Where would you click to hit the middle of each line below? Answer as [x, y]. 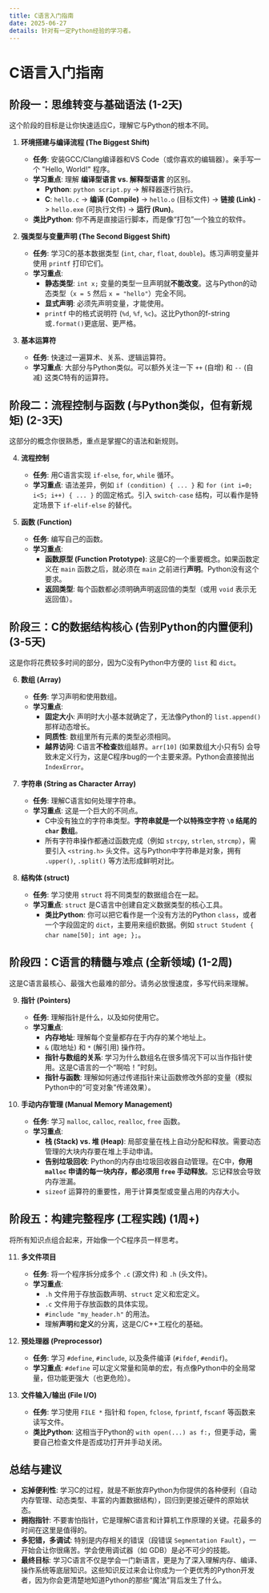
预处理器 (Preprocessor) [61, 1341]
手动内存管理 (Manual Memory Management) [96, 1104]
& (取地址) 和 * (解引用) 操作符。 [97, 1047]
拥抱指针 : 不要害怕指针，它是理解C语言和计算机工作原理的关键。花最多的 [141, 1520]
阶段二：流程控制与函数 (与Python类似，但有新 [126, 405]
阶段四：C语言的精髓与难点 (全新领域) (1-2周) [121, 963]
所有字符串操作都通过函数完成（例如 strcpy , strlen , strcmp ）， [147, 841]
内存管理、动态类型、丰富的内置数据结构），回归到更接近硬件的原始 [131, 1500]
